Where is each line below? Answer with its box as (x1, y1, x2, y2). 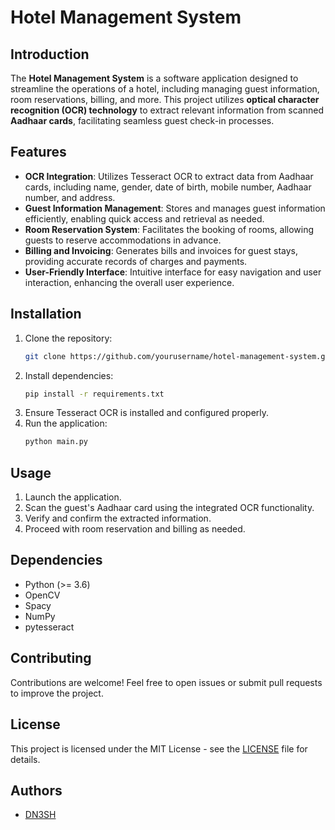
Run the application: (24, 417, 108, 430)
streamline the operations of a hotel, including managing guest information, (10, 83, 320, 95)
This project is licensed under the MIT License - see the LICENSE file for (10, 742, 308, 755)
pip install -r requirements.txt (24, 389, 165, 399)
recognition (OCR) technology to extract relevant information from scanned (10, 104, 325, 116)
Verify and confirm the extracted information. (24, 512, 212, 525)
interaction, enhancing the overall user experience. (24, 276, 235, 288)
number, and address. (24, 191, 116, 203)
